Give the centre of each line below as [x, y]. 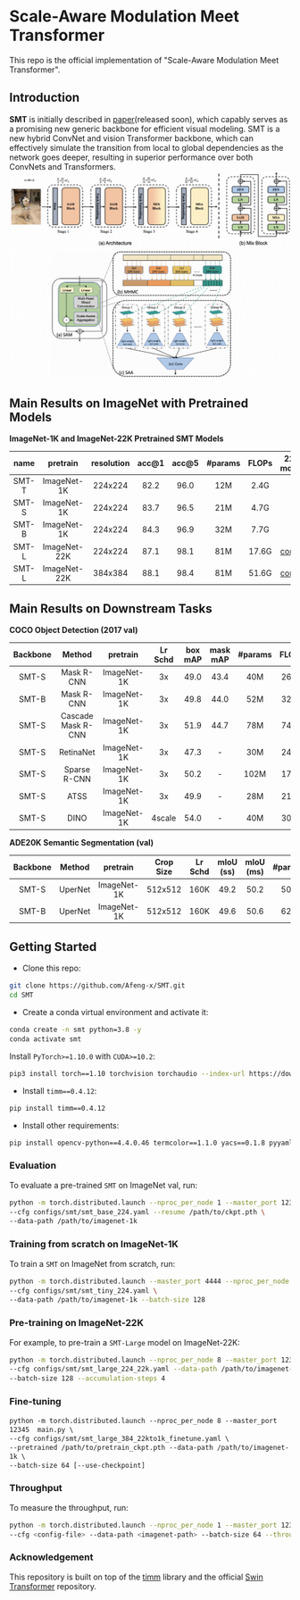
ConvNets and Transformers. [62, 166]
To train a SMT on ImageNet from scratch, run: [92, 1263]
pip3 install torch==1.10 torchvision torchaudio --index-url [127, 1073]
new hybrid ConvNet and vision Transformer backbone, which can [132, 138]
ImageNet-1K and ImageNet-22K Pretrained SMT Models [117, 438]
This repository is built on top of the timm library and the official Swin [136, 1577]
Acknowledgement [51, 1557]
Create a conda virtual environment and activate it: [115, 1012]
